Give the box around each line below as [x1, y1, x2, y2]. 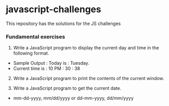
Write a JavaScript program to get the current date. [13, 85, 122, 91]
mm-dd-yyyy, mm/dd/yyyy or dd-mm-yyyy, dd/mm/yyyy [13, 95, 134, 101]
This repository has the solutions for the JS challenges [6, 20, 121, 26]
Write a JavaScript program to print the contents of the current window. [13, 75, 164, 82]
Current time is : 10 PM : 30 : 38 [13, 65, 80, 72]
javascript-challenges [6, 4, 101, 15]
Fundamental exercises [6, 33, 66, 40]
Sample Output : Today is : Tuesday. [13, 60, 90, 66]
